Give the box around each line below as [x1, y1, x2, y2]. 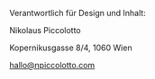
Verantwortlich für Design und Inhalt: [9, 8, 146, 18]
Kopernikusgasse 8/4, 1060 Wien [9, 42, 132, 53]
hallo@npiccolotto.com [9, 60, 96, 70]
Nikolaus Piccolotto [9, 25, 81, 35]
